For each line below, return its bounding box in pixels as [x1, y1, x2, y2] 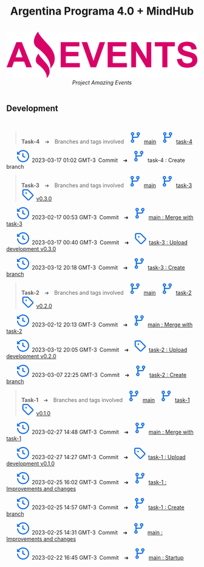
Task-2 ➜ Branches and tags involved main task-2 [21, 289, 192, 297]
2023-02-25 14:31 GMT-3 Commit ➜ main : [32, 529, 163, 537]
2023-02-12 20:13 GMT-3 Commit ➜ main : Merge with [32, 321, 193, 328]
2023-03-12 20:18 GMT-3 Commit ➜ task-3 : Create [32, 264, 185, 272]
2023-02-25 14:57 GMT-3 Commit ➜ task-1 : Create [32, 504, 185, 511]
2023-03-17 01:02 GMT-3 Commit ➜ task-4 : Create [32, 157, 185, 164]
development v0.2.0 [6, 353, 56, 360]
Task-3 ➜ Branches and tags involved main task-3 [21, 181, 192, 189]
